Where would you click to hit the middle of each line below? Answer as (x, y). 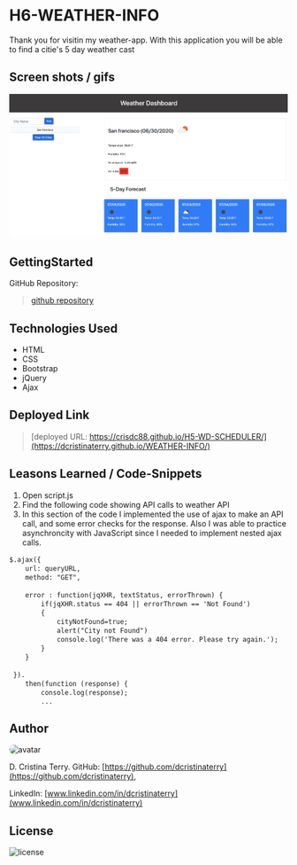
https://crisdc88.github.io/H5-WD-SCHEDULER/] (178, 436)
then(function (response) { (76, 683)
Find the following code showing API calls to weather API (126, 504)
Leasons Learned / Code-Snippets (106, 474)
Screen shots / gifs (62, 78)
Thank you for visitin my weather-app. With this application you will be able (146, 40)
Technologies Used (63, 328)
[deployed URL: (59, 436)
